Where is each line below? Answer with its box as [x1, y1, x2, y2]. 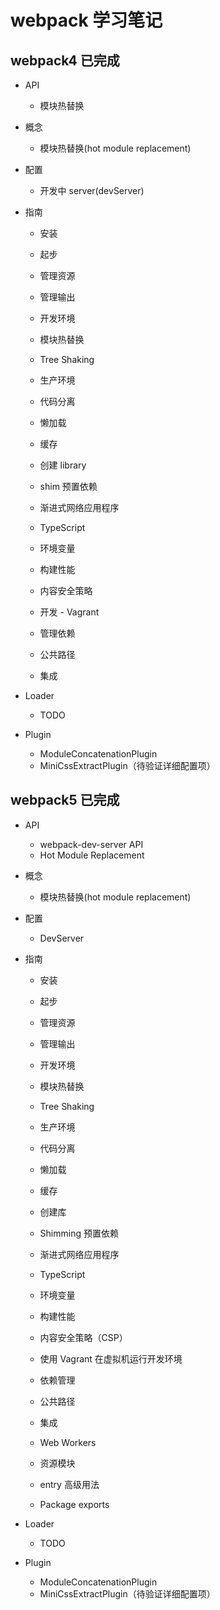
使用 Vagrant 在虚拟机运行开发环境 [39, 1352, 183, 1365]
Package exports [39, 1498, 110, 1510]
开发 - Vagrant [39, 606, 100, 618]
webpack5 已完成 [10, 792, 120, 809]
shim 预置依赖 [39, 481, 98, 492]
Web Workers [39, 1436, 97, 1448]
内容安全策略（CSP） [39, 1331, 128, 1343]
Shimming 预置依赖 [39, 1227, 119, 1239]
